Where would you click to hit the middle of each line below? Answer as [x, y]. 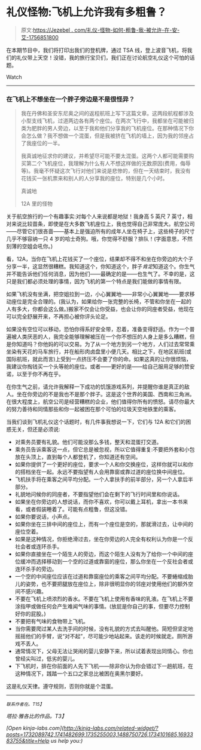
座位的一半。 [47, 143]
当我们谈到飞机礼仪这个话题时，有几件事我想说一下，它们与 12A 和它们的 [96, 422]
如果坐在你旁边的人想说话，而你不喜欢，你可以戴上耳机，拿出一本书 [99, 502]
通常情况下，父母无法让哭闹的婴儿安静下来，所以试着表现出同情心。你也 [104, 651]
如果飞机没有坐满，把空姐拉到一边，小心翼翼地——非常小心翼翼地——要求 [98, 294]
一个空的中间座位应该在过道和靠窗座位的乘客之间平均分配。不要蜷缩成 [101, 577]
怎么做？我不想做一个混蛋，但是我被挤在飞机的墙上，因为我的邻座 [107, 136]
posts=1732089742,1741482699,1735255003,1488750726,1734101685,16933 [100, 734]
